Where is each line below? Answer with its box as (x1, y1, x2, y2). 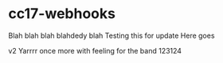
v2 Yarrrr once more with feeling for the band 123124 (8, 46, 182, 55)
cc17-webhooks (8, 5, 115, 23)
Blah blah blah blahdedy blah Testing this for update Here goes (8, 31, 215, 40)
